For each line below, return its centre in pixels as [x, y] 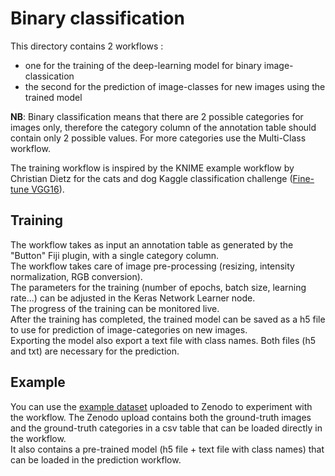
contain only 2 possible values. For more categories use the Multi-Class [158, 138]
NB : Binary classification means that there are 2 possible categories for [157, 116]
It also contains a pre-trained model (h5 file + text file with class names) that [167, 449]
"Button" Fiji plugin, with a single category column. [115, 255]
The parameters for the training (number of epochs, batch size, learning [158, 287]
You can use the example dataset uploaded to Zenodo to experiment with [161, 406]
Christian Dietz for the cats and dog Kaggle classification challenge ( [151, 178]
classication [49, 76]
